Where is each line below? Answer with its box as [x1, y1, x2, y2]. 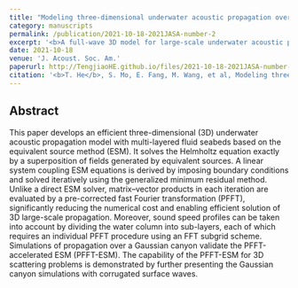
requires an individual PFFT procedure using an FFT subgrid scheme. [9, 230, 263, 241]
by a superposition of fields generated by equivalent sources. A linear [9, 155, 264, 166]
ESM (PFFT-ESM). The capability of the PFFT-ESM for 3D [54, 249, 264, 260]
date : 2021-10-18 [9, 46, 74, 55]
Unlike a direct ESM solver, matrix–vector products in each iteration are [9, 183, 269, 194]
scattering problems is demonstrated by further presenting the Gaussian [9, 259, 273, 269]
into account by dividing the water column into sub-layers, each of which [9, 221, 277, 231]
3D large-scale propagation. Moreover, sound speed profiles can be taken [9, 212, 280, 222]
